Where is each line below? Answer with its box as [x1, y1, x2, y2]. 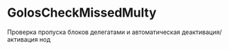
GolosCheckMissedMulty [7, 5, 157, 21]
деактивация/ [181, 28, 223, 36]
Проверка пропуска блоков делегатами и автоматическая [7, 28, 181, 36]
